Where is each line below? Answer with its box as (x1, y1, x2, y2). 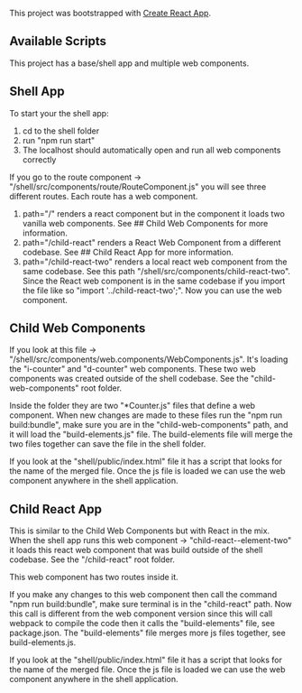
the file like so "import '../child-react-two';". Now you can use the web (22, 284, 282, 296)
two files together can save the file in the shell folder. (9, 439, 206, 449)
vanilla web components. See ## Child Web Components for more (22, 217, 269, 228)
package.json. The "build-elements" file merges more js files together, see (9, 627, 286, 639)
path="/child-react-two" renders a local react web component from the (22, 256, 288, 267)
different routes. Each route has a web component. (9, 190, 198, 201)
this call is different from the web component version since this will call (9, 608, 273, 619)
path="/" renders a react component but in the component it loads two (22, 208, 286, 219)
